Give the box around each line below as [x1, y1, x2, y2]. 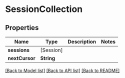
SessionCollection [5, 3, 83, 15]
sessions [7, 46, 30, 53]
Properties [5, 23, 39, 32]
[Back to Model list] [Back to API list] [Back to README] [5, 67, 120, 73]
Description [67, 38, 96, 45]
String [40, 55, 55, 61]
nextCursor [7, 55, 36, 61]
